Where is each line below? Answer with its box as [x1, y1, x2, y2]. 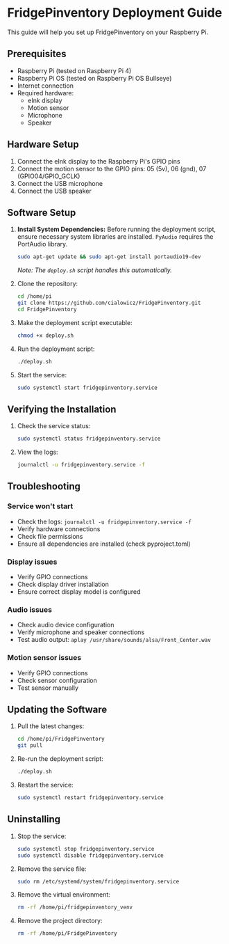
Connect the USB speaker [17, 187, 92, 195]
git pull [17, 742, 43, 749]
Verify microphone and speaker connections [17, 628, 145, 636]
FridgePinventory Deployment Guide [7, 5, 223, 21]
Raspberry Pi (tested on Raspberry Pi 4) [17, 66, 132, 74]
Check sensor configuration [17, 676, 97, 684]
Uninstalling [7, 813, 61, 826]
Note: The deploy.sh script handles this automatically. [17, 266, 172, 274]
